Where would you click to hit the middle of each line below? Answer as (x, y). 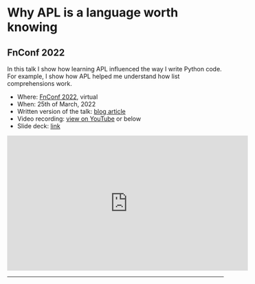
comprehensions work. (40, 83)
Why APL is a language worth (93, 13)
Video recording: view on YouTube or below (79, 119)
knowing (32, 27)
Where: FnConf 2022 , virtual (57, 97)
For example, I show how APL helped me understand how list (93, 76)
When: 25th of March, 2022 (56, 104)
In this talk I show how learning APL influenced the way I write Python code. (114, 69)
